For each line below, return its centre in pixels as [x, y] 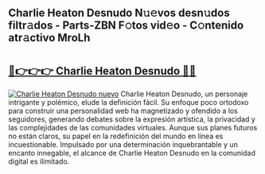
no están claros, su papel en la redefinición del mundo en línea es [116, 136]
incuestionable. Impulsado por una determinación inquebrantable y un [123, 145]
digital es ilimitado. [39, 161]
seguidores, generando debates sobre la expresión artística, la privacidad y [132, 119]
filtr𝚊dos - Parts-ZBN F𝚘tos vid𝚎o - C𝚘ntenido [126, 26]
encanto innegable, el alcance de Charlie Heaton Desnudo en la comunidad [132, 153]
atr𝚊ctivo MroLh [49, 38]
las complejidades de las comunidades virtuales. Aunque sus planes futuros [133, 128]
